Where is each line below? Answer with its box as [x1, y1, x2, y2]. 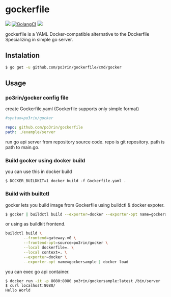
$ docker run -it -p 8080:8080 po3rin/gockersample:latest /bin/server [5, 278, 160, 284]
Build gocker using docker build [5, 157, 85, 164]
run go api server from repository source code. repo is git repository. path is [5, 139, 165, 145]
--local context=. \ [23, 250, 67, 255]
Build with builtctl [5, 190, 50, 197]
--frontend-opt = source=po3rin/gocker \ [23, 240, 108, 245]
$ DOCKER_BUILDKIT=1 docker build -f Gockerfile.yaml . [5, 179, 126, 184]
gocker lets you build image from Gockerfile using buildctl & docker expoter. [5, 202, 165, 208]
